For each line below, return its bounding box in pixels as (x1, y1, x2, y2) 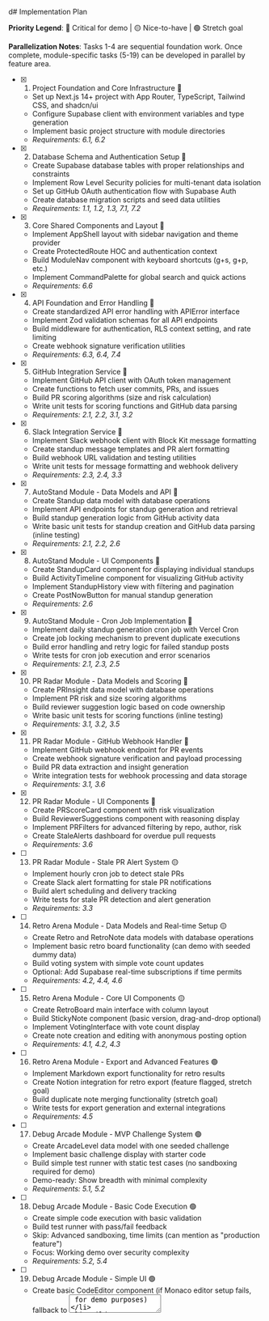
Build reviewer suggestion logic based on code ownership (32, 702, 225, 711)
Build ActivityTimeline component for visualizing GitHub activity (32, 574, 244, 582)
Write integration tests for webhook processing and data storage (32, 771, 248, 780)
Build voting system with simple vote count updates (32, 959, 204, 967)
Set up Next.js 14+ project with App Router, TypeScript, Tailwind (32, 92, 246, 101)
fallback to (32, 1306, 68, 1315)
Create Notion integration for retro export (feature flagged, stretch (32, 1078, 252, 1086)
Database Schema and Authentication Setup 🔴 (32, 152, 187, 161)
